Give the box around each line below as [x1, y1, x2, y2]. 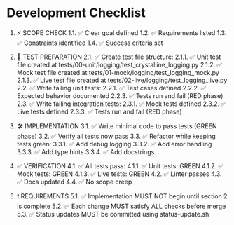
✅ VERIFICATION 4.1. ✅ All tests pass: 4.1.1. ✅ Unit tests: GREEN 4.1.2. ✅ [16, 161, 224, 170]
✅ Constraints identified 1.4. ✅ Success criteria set [16, 39, 163, 47]
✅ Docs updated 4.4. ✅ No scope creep [16, 177, 132, 186]
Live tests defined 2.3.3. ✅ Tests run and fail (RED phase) [16, 107, 183, 116]
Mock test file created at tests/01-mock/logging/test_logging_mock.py [16, 68, 220, 76]
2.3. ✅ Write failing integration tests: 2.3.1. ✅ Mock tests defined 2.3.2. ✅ [16, 100, 227, 108]
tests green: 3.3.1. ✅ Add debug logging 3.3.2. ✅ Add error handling [16, 139, 212, 148]
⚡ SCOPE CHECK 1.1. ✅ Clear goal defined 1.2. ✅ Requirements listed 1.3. [16, 28, 227, 36]
